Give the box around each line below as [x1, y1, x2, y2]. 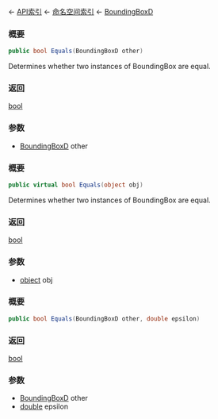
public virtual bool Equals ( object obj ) [8, 181, 144, 189]
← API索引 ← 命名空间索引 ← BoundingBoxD [8, 7, 154, 16]
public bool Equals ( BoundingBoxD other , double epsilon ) [8, 314, 201, 323]
